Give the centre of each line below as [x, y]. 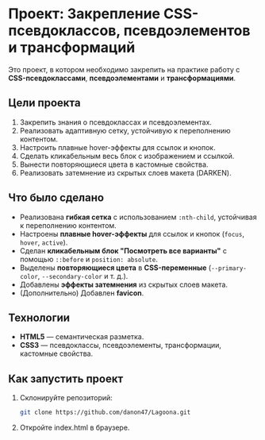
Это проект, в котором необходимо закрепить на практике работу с [124, 69]
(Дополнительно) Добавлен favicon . [82, 293]
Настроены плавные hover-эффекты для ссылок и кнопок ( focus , [132, 234]
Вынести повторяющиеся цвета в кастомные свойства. [114, 164]
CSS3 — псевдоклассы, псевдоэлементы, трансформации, [121, 345]
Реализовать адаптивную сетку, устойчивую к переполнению [125, 130]
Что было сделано [56, 198]
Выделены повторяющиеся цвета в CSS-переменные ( [115, 268]
